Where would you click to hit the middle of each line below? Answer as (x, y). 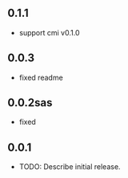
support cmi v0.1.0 (49, 32)
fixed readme (41, 77)
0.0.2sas (30, 103)
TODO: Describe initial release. (70, 167)
